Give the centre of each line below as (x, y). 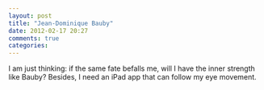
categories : (28, 46)
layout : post (30, 16)
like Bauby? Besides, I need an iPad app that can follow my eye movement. (132, 77)
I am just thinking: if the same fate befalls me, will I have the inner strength (132, 68)
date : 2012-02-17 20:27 (48, 31)
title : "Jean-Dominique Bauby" (61, 23)
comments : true (34, 38)
